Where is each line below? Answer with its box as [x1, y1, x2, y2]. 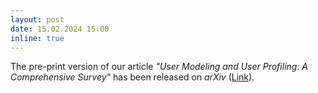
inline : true [10, 33, 65, 43]
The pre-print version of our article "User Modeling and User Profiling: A [10, 61, 309, 73]
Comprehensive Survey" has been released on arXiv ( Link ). [10, 71, 255, 83]
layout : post [10, 14, 65, 25]
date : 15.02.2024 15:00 [10, 24, 110, 34]
